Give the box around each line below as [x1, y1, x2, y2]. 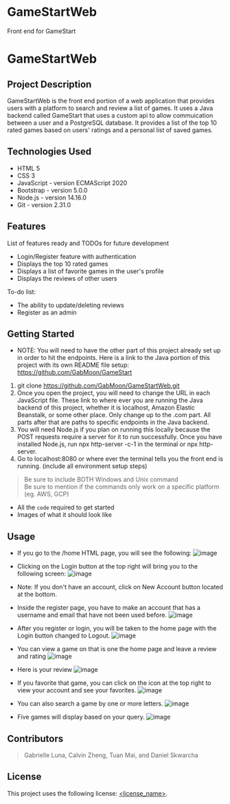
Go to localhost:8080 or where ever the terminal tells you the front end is [16, 455, 223, 463]
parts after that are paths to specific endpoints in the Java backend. [16, 418, 209, 427]
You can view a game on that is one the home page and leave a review [16, 645, 217, 653]
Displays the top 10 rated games [16, 260, 108, 268]
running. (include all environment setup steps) [16, 462, 148, 470]
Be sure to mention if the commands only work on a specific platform [23, 483, 220, 491]
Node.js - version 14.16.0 [16, 193, 87, 202]
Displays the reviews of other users [16, 274, 117, 282]
